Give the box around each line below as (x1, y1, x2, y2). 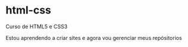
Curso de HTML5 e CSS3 (5, 23, 68, 30)
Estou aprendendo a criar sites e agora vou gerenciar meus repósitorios (5, 34, 183, 41)
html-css (5, 4, 51, 17)
